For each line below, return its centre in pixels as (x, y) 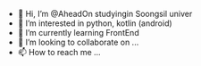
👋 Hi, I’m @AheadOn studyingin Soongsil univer (105, 14)
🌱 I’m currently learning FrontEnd (79, 33)
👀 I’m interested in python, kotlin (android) (95, 23)
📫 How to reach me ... (59, 52)
